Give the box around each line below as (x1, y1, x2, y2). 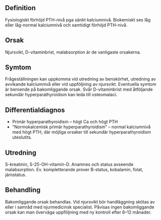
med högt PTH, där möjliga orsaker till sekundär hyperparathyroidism (12, 129, 151, 135)
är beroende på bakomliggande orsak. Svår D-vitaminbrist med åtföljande (5, 86, 153, 92)
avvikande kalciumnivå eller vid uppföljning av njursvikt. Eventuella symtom (5, 81, 157, 87)
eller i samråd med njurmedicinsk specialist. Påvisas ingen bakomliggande (5, 204, 155, 210)
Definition (5, 4, 36, 12)
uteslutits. (12, 134, 32, 140)
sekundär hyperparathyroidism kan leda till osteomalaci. (5, 92, 118, 98)
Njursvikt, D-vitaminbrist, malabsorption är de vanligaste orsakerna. (5, 49, 141, 55)
